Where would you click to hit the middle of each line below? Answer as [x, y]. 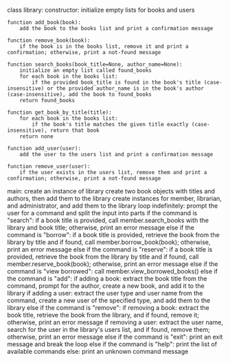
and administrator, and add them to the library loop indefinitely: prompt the [113, 206]
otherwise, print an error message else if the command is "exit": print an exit [115, 337]
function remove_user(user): [49, 167]
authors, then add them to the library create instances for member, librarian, [114, 198]
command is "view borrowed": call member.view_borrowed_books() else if [113, 271]
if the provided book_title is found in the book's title [116, 82]
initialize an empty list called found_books [86, 71]
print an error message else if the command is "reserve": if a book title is [110, 249]
